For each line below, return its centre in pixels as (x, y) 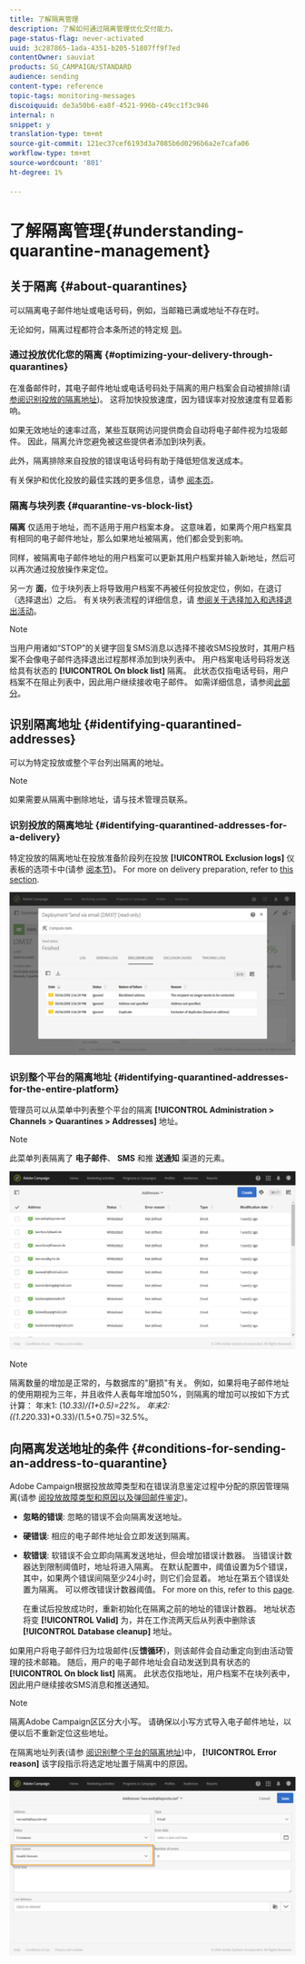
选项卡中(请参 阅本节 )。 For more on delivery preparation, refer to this (163, 869)
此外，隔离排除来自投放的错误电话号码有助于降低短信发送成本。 (128, 460)
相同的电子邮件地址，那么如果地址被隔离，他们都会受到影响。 (132, 538)
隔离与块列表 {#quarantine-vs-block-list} (101, 506)
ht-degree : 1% (36, 173)
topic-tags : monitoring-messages (73, 95)
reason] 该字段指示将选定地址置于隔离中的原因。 (101, 1764)
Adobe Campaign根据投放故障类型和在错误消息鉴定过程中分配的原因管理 (145, 1486)
